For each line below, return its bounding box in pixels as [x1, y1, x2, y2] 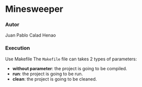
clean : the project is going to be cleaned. [12, 76, 97, 82]
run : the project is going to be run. [12, 71, 83, 77]
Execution [5, 44, 30, 51]
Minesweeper [5, 3, 63, 15]
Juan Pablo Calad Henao [5, 32, 56, 38]
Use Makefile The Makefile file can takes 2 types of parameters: [5, 56, 137, 62]
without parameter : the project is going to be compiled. [12, 65, 128, 71]
